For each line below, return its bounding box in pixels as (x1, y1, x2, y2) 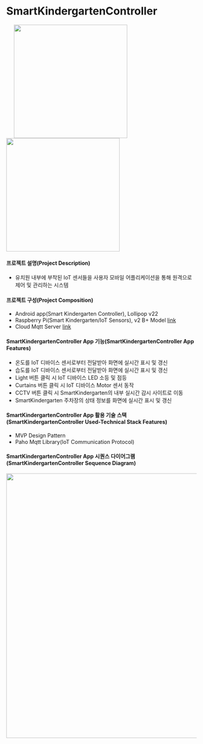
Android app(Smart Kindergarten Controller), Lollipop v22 (14, 310, 158, 318)
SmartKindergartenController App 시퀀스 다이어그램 (6, 452, 135, 460)
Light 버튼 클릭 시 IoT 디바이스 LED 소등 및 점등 (14, 374, 127, 381)
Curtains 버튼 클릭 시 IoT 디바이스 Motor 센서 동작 (14, 381, 134, 388)
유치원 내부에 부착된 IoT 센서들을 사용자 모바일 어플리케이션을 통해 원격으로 (14, 274, 192, 281)
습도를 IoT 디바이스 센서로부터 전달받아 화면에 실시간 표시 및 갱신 (14, 366, 168, 373)
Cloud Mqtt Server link (14, 323, 71, 330)
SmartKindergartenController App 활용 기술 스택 (6, 411, 127, 419)
